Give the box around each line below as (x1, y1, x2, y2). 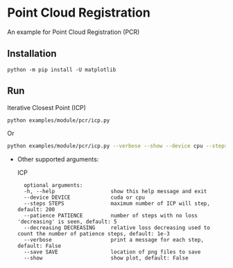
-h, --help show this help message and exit (24, 188, 207, 195)
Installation (7, 48, 57, 60)
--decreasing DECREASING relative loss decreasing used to (24, 224, 210, 231)
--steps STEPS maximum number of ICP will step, (24, 200, 210, 207)
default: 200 (17, 206, 55, 213)
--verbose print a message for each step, (24, 237, 205, 244)
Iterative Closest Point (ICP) (7, 103, 87, 111)
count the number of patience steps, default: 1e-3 (17, 231, 170, 238)
